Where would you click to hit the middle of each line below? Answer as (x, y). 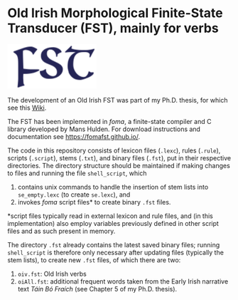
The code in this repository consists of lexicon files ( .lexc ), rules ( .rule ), (114, 150)
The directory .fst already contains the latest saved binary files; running (114, 244)
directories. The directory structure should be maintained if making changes (119, 165)
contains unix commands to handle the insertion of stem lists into (113, 187)
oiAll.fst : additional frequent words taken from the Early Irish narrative (123, 281)
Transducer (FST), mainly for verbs (113, 28)
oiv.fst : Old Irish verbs (52, 274)
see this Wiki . (27, 108)
